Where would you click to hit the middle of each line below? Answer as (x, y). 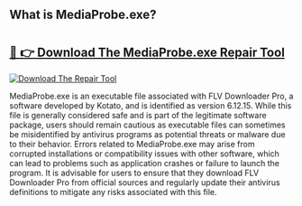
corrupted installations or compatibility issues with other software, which (144, 154)
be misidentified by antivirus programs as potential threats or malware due (147, 134)
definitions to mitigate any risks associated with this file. (114, 192)
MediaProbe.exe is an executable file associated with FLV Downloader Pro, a (151, 96)
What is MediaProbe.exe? (83, 15)
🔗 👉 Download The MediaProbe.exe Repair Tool (147, 52)
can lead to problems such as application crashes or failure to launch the (144, 163)
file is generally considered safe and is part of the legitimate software (138, 115)
